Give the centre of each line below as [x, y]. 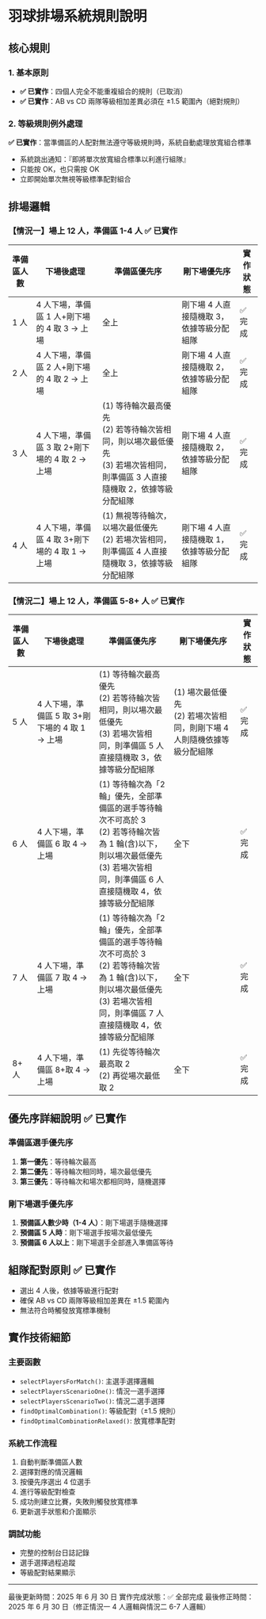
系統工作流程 [33, 1443]
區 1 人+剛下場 [63, 316]
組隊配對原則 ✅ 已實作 [62, 1270]
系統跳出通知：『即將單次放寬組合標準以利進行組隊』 [104, 159]
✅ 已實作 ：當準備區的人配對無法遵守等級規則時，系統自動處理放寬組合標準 [130, 143]
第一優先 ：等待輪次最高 [58, 1162]
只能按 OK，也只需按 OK [59, 169]
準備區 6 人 [143, 879]
